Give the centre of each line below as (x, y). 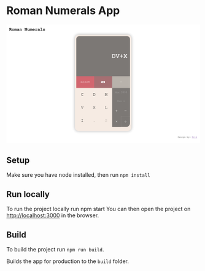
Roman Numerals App (63, 11)
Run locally (28, 194)
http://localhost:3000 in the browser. (53, 215)
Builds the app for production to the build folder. (68, 261)
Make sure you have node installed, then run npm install (78, 175)
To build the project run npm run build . (55, 249)
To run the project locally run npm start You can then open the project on (99, 209)
